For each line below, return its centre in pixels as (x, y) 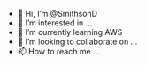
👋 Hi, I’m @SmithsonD (58, 14)
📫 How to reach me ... (58, 51)
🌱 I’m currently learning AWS (70, 32)
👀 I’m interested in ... (55, 23)
